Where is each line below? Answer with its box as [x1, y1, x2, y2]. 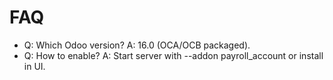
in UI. [23, 60, 46, 72]
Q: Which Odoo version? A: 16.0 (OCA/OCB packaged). [23, 39, 251, 51]
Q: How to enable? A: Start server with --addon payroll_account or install [23, 49, 324, 61]
